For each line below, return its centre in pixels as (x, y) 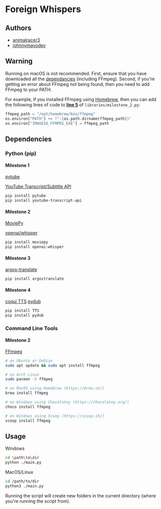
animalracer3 (26, 40)
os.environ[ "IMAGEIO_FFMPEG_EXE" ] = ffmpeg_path (57, 123)
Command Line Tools (31, 328)
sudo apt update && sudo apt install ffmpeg (53, 365)
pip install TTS (22, 311)
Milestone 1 (17, 166)
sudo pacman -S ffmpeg (29, 379)
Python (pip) (21, 154)
